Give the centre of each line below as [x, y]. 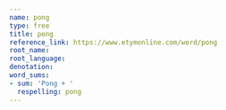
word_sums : [29, 75]
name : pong [29, 17]
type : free [29, 26]
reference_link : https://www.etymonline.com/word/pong [113, 42]
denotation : [31, 67]
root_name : [29, 51]
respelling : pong [50, 91]
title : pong [31, 34]
